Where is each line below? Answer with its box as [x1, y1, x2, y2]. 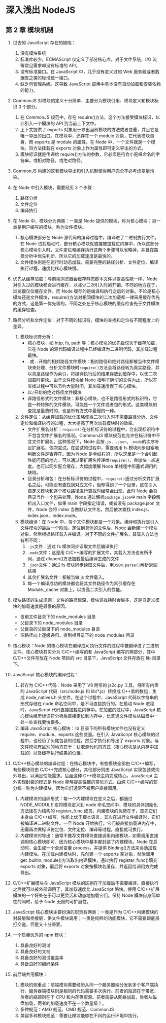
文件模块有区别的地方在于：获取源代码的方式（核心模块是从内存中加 [20, 744, 159, 750]
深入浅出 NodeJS [5, 4, 76, 16]
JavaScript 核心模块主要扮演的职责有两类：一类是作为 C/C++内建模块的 [12, 909, 159, 915]
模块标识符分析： [20, 334, 55, 339]
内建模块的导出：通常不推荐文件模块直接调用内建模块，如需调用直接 [20, 833, 159, 839]
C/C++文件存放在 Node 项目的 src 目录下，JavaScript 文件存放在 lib [12, 655, 151, 661]
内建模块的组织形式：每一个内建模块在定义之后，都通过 [20, 796, 133, 802]
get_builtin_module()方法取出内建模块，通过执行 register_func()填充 [20, 857, 158, 863]
